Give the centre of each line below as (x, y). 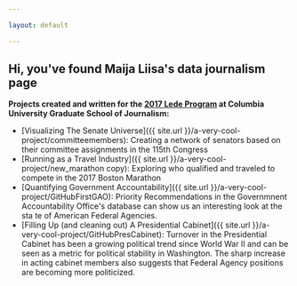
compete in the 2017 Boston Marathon (91, 178)
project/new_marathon (63, 169)
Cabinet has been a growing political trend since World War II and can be (155, 244)
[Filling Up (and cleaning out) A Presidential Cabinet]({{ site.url (136, 225)
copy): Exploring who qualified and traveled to (191, 169)
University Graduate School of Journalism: (89, 114)
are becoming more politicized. (78, 273)
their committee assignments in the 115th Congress (114, 150)
